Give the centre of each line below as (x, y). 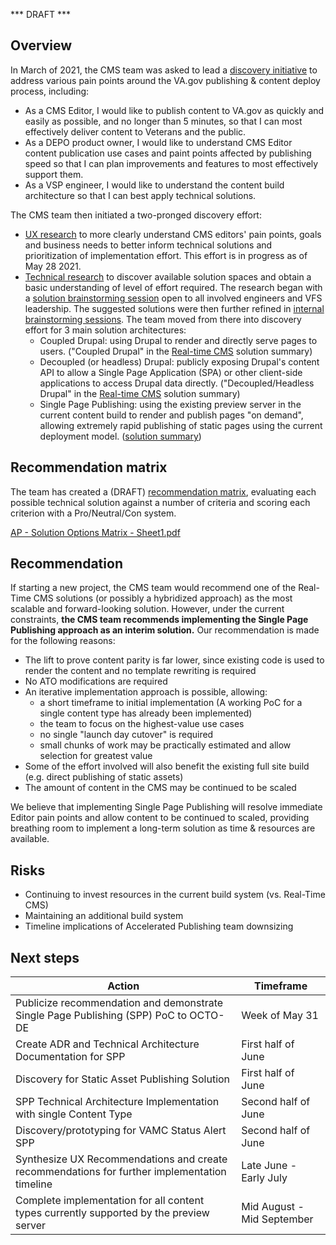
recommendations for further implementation (121, 1172)
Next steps (45, 957)
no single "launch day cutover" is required (126, 735)
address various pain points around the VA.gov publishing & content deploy (165, 80)
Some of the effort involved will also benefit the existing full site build (167, 766)
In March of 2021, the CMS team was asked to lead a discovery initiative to (164, 70)
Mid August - (273, 1207)
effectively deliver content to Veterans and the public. (135, 131)
